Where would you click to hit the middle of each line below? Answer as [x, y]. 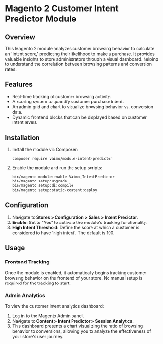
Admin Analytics [25, 296]
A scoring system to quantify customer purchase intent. [68, 101]
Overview [20, 37]
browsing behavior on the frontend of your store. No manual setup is [74, 278]
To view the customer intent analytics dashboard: [54, 306]
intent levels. [25, 122]
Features [19, 85]
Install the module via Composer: [45, 149]
